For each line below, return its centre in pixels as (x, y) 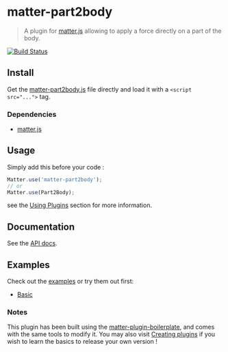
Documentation (41, 227)
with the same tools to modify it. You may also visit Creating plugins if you (111, 334)
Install (21, 73)
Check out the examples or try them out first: (71, 282)
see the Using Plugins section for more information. (80, 205)
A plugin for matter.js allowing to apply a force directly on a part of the (123, 31)
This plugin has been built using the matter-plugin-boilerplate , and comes (111, 327)
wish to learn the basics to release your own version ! (82, 342)
